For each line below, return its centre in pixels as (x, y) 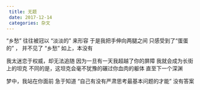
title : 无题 (23, 12)
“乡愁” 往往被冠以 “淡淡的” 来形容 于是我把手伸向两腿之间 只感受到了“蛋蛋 (97, 41)
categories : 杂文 (29, 23)
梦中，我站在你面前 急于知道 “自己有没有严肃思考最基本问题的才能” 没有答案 (100, 81)
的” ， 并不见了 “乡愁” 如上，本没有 (50, 48)
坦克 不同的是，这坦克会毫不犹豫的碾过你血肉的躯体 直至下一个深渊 (100, 68)
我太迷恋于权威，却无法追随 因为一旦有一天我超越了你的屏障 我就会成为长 (97, 61)
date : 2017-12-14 (30, 17)
